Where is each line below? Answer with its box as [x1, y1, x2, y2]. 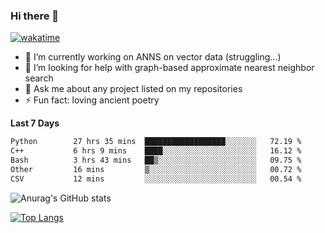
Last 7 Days [10, 117, 60, 129]
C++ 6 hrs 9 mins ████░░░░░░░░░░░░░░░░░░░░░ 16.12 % [10, 146, 302, 156]
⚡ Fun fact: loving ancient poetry [24, 94, 160, 106]
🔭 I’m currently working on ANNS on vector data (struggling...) [24, 51, 282, 63]
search [24, 72, 54, 84]
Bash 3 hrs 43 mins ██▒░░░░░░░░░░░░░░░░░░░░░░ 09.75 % [10, 155, 302, 166]
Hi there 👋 [10, 9, 60, 23]
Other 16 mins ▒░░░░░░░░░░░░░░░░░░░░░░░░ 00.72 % [10, 164, 302, 174]
